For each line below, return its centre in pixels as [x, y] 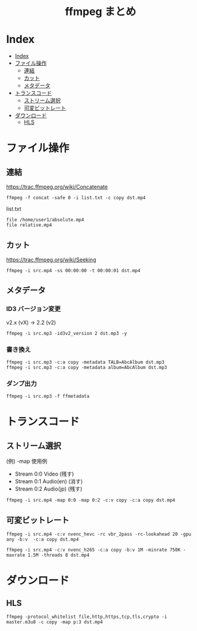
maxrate [16, 555]
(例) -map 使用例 [27, 461]
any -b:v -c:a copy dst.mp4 [43, 539]
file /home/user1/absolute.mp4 [45, 220]
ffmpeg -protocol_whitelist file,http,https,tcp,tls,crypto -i [87, 617]
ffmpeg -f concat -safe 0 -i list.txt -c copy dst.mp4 [76, 198]
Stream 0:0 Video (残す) [44, 474]
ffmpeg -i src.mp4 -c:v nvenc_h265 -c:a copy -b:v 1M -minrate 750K [93, 550]
